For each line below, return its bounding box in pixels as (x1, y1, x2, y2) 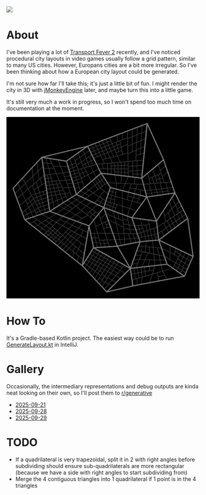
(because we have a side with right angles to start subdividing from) (15, 469, 188, 476)
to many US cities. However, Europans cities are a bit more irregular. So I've (6, 61, 197, 69)
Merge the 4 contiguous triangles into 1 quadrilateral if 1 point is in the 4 (15, 475, 196, 483)
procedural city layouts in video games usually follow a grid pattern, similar (6, 55, 196, 62)
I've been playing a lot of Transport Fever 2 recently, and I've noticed (6, 48, 181, 56)
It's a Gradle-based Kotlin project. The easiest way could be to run (6, 334, 174, 342)
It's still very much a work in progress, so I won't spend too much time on (6, 98, 192, 105)
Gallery (6, 363, 44, 376)
